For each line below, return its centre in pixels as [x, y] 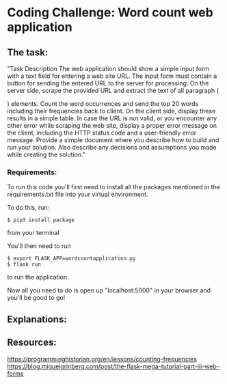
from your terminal [33, 233]
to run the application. [38, 277]
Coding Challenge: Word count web [110, 13]
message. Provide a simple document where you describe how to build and [113, 140]
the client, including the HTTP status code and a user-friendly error [102, 133]
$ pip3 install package [41, 220]
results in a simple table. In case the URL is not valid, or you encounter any [112, 118]
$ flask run [24, 264]
